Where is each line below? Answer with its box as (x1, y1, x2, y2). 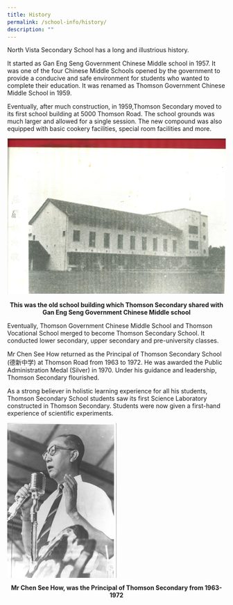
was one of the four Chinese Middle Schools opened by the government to (7, 67, 221, 75)
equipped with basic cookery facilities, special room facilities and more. (7, 125, 212, 133)
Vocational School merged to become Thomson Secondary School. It (7, 329, 205, 338)
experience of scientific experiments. (7, 409, 114, 418)
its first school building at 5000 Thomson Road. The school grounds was (7, 110, 215, 118)
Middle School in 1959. (7, 89, 72, 97)
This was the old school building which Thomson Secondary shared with (9, 301, 224, 309)
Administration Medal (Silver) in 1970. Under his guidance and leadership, (7, 366, 217, 375)
